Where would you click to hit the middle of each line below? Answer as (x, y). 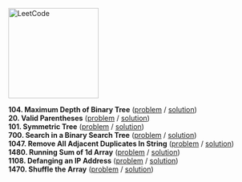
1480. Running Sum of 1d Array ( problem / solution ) (94, 152)
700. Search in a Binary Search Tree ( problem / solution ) (103, 135)
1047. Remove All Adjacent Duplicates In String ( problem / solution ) (121, 144)
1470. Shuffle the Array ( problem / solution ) (81, 169)
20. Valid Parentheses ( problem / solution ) (79, 118)
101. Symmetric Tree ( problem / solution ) (76, 127)
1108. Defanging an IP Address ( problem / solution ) (93, 161)
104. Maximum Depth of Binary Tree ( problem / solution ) (103, 109)
